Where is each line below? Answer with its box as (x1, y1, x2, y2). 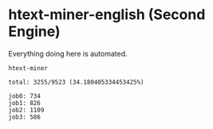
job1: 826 (8, 99, 41, 107)
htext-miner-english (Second (8, 6, 206, 24)
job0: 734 (8, 92, 41, 100)
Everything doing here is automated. (8, 49, 128, 58)
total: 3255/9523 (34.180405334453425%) (8, 78, 145, 86)
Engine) (8, 22, 61, 41)
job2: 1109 (8, 106, 45, 114)
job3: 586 (8, 113, 41, 121)
